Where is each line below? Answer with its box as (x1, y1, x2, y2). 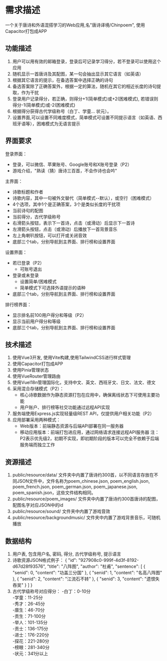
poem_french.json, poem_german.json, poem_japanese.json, (12, 484, 138, 490)
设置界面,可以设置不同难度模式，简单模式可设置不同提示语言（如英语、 (12, 114, 158, 120)
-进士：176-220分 (12, 632, 49, 638)
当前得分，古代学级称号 (12, 214, 61, 220)
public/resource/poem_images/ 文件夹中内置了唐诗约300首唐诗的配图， (12, 496, 161, 502)
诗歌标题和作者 (12, 189, 43, 195)
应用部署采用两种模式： (12, 417, 61, 423)
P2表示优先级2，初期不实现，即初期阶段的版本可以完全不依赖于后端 (19, 435, 160, 441)
